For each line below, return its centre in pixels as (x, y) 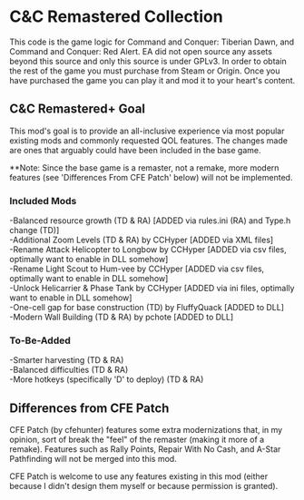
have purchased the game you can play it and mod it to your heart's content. (152, 80)
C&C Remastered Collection (117, 17)
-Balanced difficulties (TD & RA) (69, 370)
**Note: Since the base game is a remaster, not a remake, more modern (144, 167)
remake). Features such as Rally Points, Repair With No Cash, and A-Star (145, 449)
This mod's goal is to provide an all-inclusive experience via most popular (147, 131)
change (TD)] (34, 230)
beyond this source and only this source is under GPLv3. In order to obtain (148, 61)
